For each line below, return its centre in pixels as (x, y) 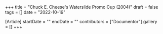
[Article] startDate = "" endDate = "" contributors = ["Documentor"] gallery (81, 22)
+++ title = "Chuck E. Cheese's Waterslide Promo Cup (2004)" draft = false (82, 7)
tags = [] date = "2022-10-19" (35, 12)
